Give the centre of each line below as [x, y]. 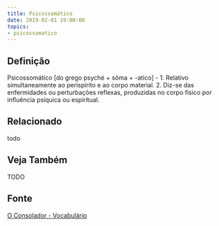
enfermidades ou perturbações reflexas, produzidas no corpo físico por [110, 93]
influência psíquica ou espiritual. [53, 100]
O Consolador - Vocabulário [47, 215]
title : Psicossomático [40, 14]
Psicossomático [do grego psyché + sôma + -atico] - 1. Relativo [98, 78]
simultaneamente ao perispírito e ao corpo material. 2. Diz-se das [101, 85]
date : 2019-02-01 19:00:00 [46, 20]
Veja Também [37, 160]
